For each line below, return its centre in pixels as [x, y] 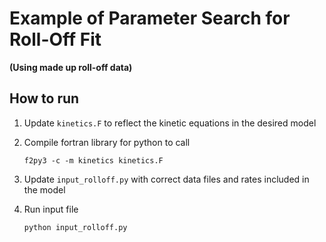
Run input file [51, 209]
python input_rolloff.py [75, 227]
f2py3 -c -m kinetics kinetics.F [93, 160]
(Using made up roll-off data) [71, 67]
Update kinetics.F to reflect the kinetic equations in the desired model [170, 123]
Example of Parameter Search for [150, 18]
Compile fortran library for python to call [107, 142]
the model [44, 189]
